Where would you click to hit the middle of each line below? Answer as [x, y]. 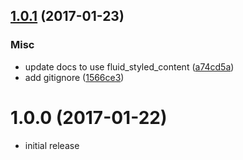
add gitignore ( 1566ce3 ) [74, 77]
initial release [52, 145]
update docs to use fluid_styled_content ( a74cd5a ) [129, 66]
